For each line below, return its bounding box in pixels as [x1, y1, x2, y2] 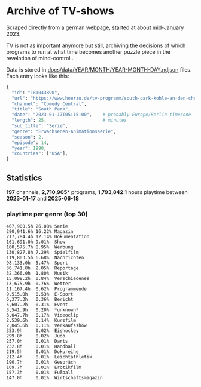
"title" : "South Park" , [11, 106, 71, 112]
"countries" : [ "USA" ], [11, 150, 68, 156]
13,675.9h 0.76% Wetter [6, 281, 71, 287]
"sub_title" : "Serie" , [11, 123, 68, 129]
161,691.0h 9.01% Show [6, 239, 66, 245]
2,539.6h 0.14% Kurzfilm [6, 318, 77, 324]
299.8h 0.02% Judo [6, 333, 66, 339]
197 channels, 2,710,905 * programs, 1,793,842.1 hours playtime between [6, 189, 188, 195]
